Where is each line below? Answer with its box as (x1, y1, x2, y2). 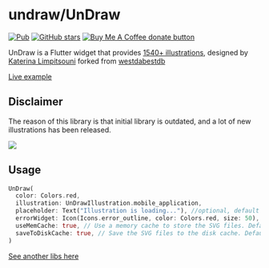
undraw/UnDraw (8, 6, 121, 24)
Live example (8, 71, 52, 81)
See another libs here (8, 251, 79, 261)
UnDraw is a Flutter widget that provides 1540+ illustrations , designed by (8, 47, 248, 57)
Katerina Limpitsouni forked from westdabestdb (8, 56, 166, 66)
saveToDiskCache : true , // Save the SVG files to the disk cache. (15, 229, 242, 238)
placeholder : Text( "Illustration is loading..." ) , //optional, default (15, 207, 260, 215)
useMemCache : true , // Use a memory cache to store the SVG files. (15, 221, 246, 229)
